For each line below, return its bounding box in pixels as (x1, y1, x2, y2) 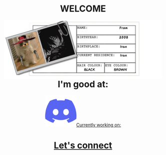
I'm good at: (57, 78, 108, 90)
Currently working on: (76, 122, 121, 128)
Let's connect (53, 139, 112, 151)
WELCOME (59, 3, 106, 15)
